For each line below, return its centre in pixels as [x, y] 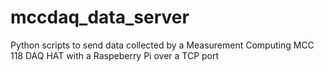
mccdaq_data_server [100, 17]
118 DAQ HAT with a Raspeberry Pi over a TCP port [115, 55]
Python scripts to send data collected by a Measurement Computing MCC [162, 45]
